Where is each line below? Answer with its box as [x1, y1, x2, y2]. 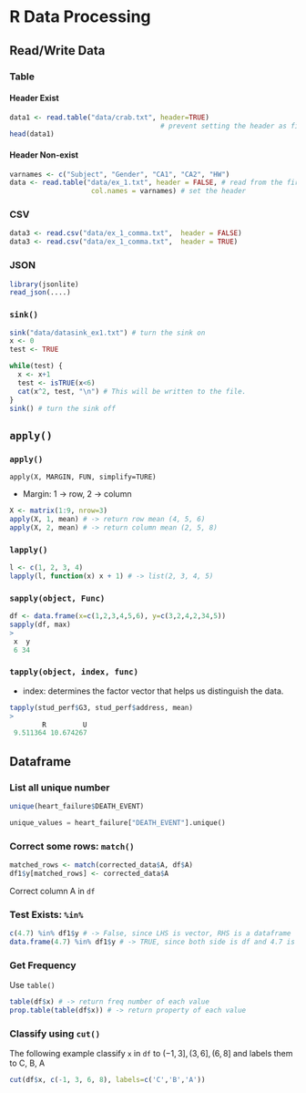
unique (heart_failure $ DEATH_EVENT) [9, 801, 145, 810]
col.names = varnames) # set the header [90, 187, 247, 196]
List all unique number [9, 781, 110, 794]
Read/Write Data [9, 43, 106, 58]
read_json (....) [9, 288, 71, 297]
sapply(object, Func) [9, 593, 106, 603]
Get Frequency [9, 959, 76, 972]
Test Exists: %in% [9, 908, 84, 921]
